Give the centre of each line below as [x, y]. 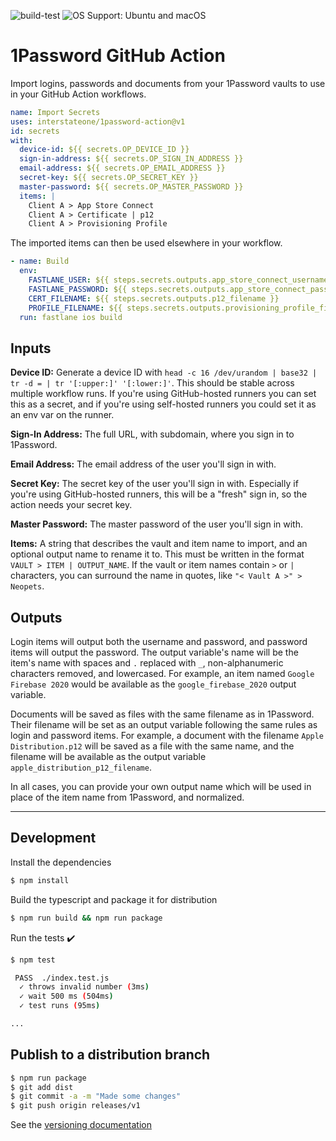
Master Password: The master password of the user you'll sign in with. [157, 524]
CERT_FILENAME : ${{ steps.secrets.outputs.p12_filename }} [154, 298]
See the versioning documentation [81, 1125]
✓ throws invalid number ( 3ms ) [84, 987]
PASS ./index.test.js [62, 978]
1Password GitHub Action [118, 56]
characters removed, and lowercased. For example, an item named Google [162, 674]
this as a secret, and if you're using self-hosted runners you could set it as [163, 404]
